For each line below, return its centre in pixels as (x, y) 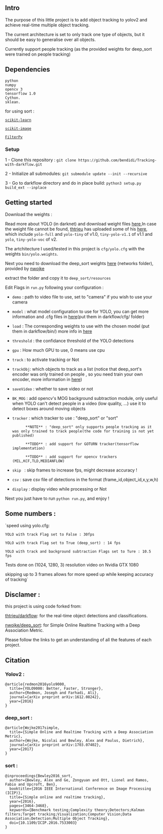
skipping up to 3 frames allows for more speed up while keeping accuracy (79, 574)
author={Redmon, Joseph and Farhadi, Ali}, (54, 693)
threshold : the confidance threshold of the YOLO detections (73, 341)
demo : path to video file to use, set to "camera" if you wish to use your (82, 297)
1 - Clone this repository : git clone (41, 160)
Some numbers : (30, 514)
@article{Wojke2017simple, (32, 728)
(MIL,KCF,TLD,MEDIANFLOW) (38, 461)
